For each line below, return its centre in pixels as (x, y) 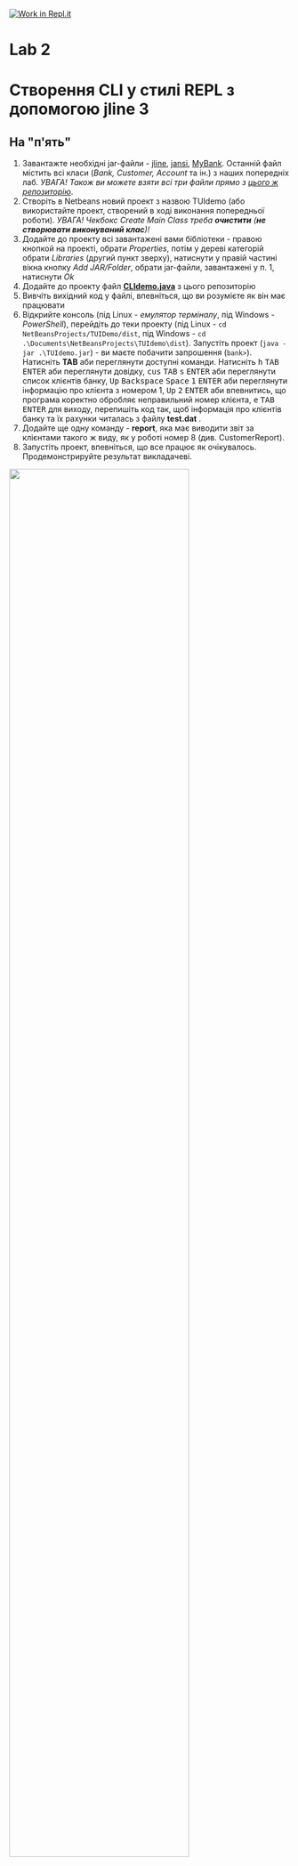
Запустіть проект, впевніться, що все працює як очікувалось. (139, 447)
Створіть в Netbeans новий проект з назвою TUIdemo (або (133, 201)
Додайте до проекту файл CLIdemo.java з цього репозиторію (139, 287)
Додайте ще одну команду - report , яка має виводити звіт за (138, 428)
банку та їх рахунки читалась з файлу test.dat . (112, 419)
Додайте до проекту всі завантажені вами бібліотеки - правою (142, 239)
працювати (43, 305)
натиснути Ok (48, 277)
